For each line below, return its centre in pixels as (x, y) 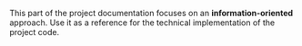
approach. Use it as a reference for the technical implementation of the (142, 23)
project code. (35, 32)
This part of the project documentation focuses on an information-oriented (151, 13)
